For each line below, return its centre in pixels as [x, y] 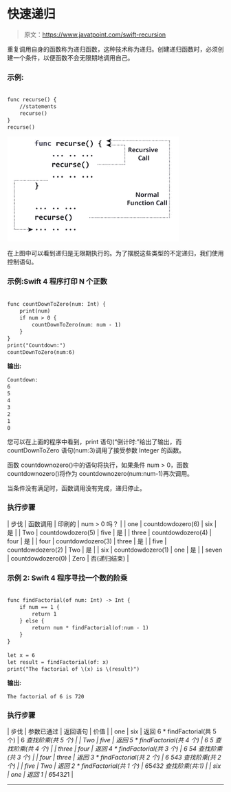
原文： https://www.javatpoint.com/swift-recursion [95, 34]
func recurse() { [32, 100]
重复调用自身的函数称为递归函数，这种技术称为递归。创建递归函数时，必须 [112, 49]
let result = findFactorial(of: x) [58, 663]
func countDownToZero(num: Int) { [57, 304]
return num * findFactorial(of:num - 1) [90, 628]
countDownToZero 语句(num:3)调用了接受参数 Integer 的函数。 [96, 450]
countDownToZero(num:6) [41, 352]
